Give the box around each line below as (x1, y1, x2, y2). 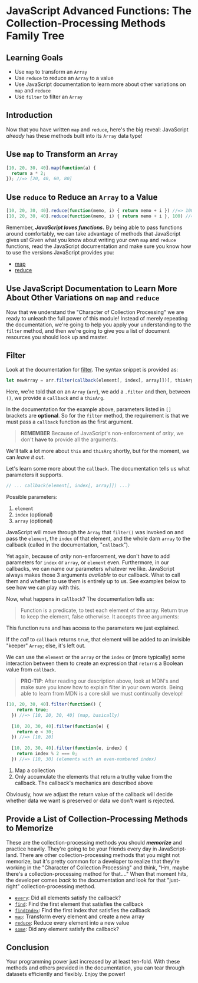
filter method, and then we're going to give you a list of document (6, 327, 170, 334)
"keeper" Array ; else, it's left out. (6, 642, 86, 649)
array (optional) (14, 517, 53, 525)
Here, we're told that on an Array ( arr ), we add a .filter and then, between (6, 388, 190, 395)
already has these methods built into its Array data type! (6, 132, 143, 139)
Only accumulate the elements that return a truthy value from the (14, 773, 173, 780)
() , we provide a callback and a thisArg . (6, 395, 105, 402)
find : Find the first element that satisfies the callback (14, 900, 144, 908)
